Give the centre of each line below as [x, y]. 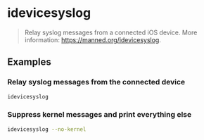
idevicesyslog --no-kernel [47, 129]
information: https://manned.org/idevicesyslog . [93, 39]
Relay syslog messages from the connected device [96, 82]
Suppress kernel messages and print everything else [100, 115]
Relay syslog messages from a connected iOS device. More [111, 32]
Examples [29, 62]
